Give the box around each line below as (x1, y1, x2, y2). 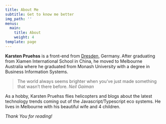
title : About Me (5, 7, 39, 12)
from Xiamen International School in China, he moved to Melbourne (5, 58, 143, 64)
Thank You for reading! (5, 113, 53, 119)
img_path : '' (5, 16, 32, 21)
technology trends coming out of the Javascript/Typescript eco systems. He (5, 98, 161, 104)
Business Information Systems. (5, 69, 68, 75)
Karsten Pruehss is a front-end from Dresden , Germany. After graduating (5, 53, 155, 59)
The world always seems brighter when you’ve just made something (17, 78, 157, 84)
